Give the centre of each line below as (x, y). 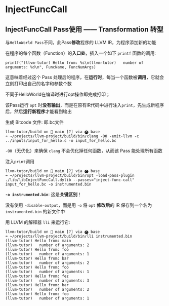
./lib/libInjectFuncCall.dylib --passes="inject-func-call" (70, 180)
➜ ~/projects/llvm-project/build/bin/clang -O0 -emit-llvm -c (72, 136)
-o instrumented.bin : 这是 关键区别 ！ (44, 194)
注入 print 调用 (20, 161)
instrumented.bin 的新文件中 (35, 212)
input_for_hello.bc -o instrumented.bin (49, 184)
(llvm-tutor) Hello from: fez (37, 276)
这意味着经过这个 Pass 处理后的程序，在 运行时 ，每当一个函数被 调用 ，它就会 (85, 77)
